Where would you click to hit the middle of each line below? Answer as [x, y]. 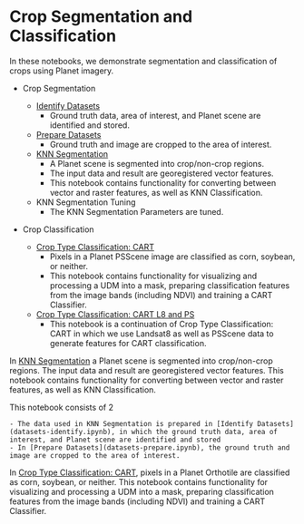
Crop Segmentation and [101, 17]
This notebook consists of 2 [61, 407]
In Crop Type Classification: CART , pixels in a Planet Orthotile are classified [150, 472]
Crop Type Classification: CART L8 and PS [115, 314]
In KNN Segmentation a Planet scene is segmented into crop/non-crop [142, 361]
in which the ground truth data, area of [199, 432]
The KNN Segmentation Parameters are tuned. [137, 211]
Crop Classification [58, 229]
